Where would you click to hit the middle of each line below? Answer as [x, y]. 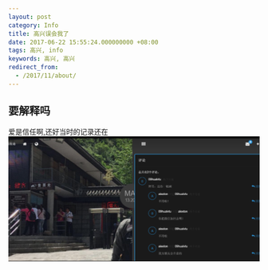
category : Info [33, 25]
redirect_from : [33, 68]
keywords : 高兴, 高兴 [42, 59]
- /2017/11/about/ [46, 76]
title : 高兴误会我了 [39, 33]
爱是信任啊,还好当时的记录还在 [59, 131]
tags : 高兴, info [36, 51]
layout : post [30, 17]
